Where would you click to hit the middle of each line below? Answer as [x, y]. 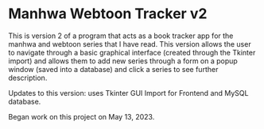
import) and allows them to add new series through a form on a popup [123, 61]
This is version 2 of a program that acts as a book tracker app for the [121, 36]
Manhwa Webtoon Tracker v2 [108, 14]
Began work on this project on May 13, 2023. [82, 116]
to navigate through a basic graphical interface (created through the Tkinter [132, 52]
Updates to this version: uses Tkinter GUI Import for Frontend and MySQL [128, 93]
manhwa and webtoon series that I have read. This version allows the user [130, 44]
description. [28, 78]
